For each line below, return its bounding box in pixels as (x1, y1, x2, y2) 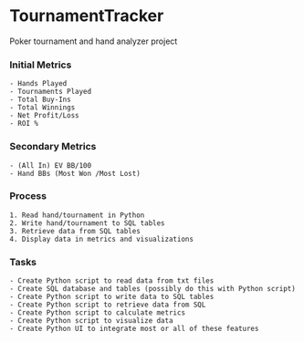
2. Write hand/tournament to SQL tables (9, 218, 166, 228)
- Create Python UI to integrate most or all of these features (9, 325, 259, 334)
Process (9, 190, 47, 202)
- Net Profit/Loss (9, 111, 79, 120)
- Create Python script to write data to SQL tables (9, 293, 215, 302)
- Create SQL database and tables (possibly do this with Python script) (9, 285, 297, 294)
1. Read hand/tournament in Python (9, 211, 145, 220)
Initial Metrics (9, 58, 72, 71)
